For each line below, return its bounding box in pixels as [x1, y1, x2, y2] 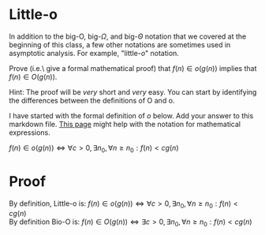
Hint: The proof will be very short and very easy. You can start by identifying [9, 87, 257, 96]
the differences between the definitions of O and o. [9, 95, 175, 105]
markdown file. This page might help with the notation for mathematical [9, 119, 241, 129]
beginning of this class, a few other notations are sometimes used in [9, 39, 231, 49]
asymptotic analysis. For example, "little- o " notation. [9, 48, 180, 58]
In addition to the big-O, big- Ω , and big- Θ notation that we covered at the [9, 32, 247, 41]
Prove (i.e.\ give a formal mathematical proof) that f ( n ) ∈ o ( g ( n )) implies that [9, 63, 257, 73]
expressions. [9, 128, 50, 137]
